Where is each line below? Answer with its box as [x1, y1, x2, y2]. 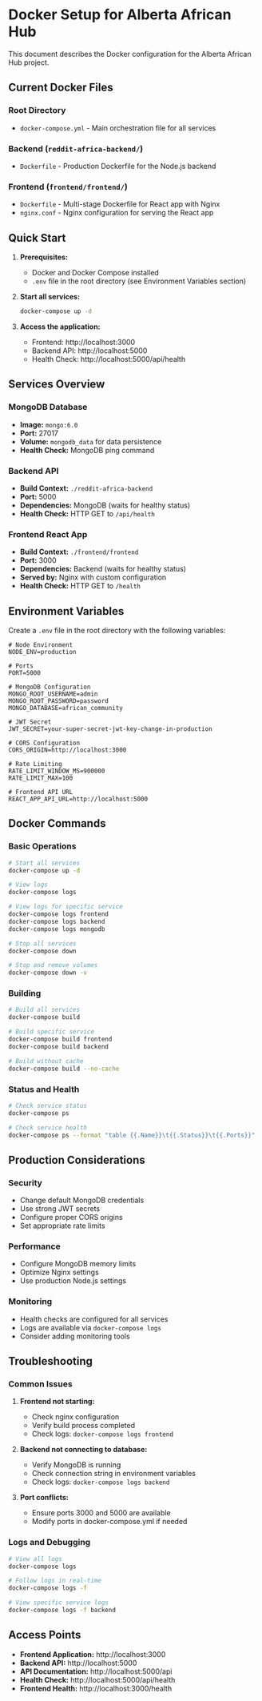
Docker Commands [8, 816, 106, 830]
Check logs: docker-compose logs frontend [31, 1429, 174, 1438]
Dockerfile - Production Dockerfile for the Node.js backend [19, 161, 216, 171]
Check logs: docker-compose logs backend [31, 1477, 170, 1486]
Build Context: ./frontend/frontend [19, 547, 139, 557]
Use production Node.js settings [19, 1276, 126, 1286]
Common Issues [8, 1378, 73, 1390]
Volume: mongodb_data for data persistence [19, 436, 162, 446]
